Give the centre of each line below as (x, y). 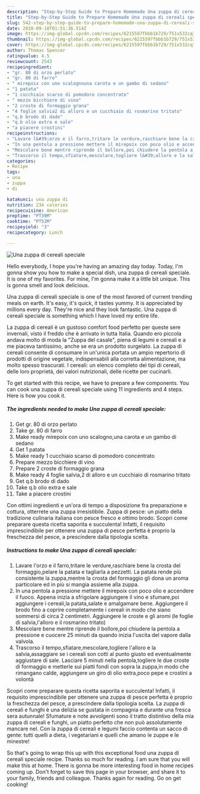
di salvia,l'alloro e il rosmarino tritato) (61, 622)
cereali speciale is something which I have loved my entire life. (83, 315)
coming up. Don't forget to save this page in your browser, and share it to (96, 771)
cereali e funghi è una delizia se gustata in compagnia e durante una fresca (99, 710)
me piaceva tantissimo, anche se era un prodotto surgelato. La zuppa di (94, 346)
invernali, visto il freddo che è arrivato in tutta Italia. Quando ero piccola (94, 333)
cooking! (18, 784)
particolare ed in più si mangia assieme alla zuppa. (77, 584)
